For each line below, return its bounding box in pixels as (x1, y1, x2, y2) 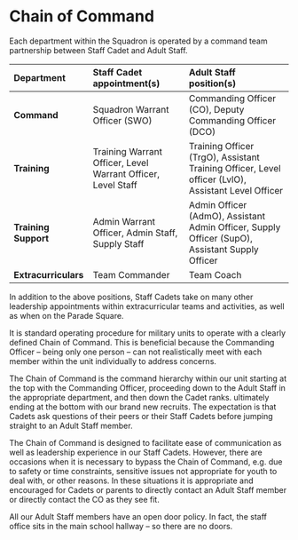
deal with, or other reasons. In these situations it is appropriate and (9, 475, 255, 486)
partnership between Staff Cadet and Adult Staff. (9, 44, 188, 55)
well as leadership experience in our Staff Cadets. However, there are (9, 447, 263, 457)
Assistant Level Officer (189, 184, 284, 196)
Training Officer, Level (189, 162, 281, 174)
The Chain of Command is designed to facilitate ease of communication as (9, 437, 282, 448)
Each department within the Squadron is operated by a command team (9, 36, 268, 46)
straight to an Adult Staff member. (9, 420, 133, 431)
